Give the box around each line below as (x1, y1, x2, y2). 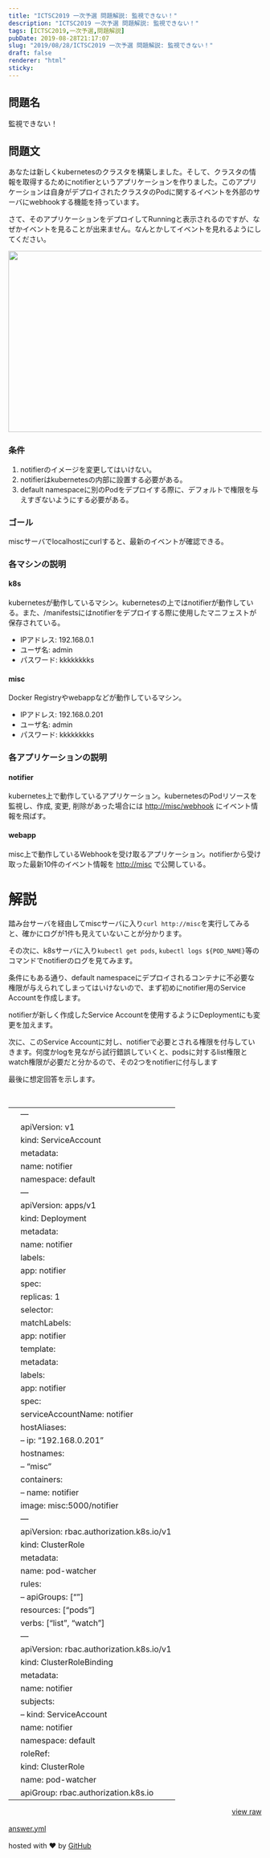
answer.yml (8, 1823, 47, 1833)
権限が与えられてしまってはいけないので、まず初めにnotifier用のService (8, 982, 247, 992)
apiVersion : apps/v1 (20, 1199, 96, 1211)
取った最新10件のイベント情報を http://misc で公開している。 (8, 859, 211, 868)
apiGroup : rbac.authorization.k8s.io (20, 1787, 154, 1798)
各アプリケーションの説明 (8, 752, 107, 763)
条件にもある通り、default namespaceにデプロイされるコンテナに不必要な (8, 973, 256, 982)
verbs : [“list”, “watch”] (20, 1617, 105, 1628)
